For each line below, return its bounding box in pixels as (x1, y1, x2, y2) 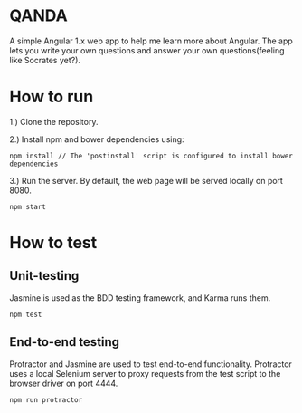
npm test (9, 310, 42, 319)
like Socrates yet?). (9, 54, 81, 65)
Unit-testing (9, 268, 80, 283)
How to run (9, 87, 94, 107)
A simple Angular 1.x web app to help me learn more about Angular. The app (9, 35, 294, 46)
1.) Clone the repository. (9, 116, 99, 127)
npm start (9, 202, 47, 211)
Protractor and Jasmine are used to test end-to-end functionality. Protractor (9, 359, 292, 370)
